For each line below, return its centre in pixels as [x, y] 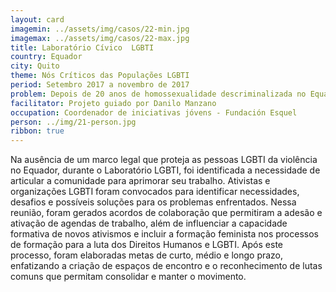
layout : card [37, 19]
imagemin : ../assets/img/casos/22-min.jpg [100, 29]
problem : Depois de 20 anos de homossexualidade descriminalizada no [158, 94]
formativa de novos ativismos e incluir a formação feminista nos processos [164, 234]
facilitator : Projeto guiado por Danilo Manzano [113, 103]
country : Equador [46, 57]
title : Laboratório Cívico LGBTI [82, 47]
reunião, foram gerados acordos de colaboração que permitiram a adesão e [166, 213]
